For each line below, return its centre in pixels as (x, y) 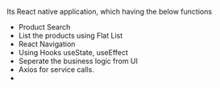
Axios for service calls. (56, 70)
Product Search (44, 27)
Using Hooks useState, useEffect (73, 52)
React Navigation (47, 44)
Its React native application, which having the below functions (110, 12)
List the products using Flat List (71, 36)
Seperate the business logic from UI (78, 61)
